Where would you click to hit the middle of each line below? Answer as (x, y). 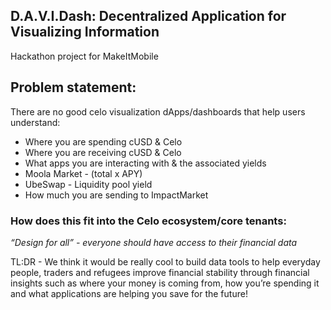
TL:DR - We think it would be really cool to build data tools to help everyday (165, 261)
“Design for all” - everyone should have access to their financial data (154, 242)
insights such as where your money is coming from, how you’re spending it (165, 283)
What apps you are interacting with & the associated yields (145, 163)
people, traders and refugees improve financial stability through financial (160, 272)
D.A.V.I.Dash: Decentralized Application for (148, 16)
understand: (35, 122)
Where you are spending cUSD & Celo (103, 141)
